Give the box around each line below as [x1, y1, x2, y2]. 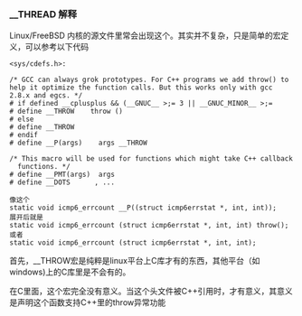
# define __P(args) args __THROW [9, 138, 147, 148]
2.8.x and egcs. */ [9, 91, 83, 100]
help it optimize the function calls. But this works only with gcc [9, 83, 273, 92]
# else [9, 115, 34, 124]
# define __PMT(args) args [9, 170, 116, 180]
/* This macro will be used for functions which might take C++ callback [9, 154, 294, 163]
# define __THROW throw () [9, 107, 124, 116]
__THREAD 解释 [9, 7, 78, 20]
